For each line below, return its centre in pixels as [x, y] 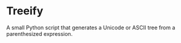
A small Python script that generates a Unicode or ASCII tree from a [91, 27]
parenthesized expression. [39, 33]
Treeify [25, 11]
